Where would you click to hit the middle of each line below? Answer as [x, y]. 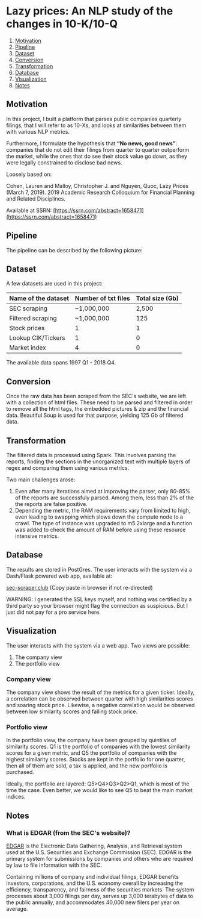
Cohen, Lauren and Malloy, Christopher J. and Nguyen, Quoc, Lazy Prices [97, 186]
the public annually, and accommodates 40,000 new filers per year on [93, 902]
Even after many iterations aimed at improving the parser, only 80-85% [103, 491]
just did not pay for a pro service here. [53, 612]
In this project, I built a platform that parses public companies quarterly [94, 119]
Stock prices [27, 328]
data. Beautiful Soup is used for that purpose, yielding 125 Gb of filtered [95, 415]
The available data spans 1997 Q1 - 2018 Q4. [61, 363]
